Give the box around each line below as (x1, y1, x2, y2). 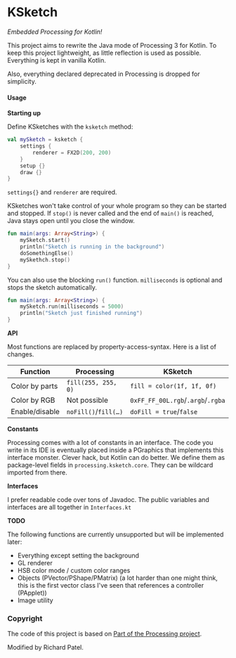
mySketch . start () (20, 237, 71, 244)
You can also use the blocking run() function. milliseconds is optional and (7, 276, 223, 284)
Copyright (7, 613, 43, 623)
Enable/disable (11, 407, 60, 417)
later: (7, 538, 22, 546)
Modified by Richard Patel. (7, 643, 84, 652)
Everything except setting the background (17, 551, 139, 560)
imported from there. (7, 468, 68, 477)
